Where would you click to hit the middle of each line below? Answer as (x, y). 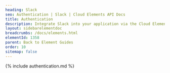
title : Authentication (29, 19)
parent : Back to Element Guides (39, 42)
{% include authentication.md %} (40, 66)
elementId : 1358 (22, 38)
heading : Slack (21, 10)
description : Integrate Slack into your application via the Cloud (78, 24)
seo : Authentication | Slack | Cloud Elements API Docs (65, 14)
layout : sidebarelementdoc (34, 28)
